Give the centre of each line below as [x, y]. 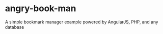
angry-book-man [41, 8]
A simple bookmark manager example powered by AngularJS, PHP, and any [82, 22]
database [15, 27]
